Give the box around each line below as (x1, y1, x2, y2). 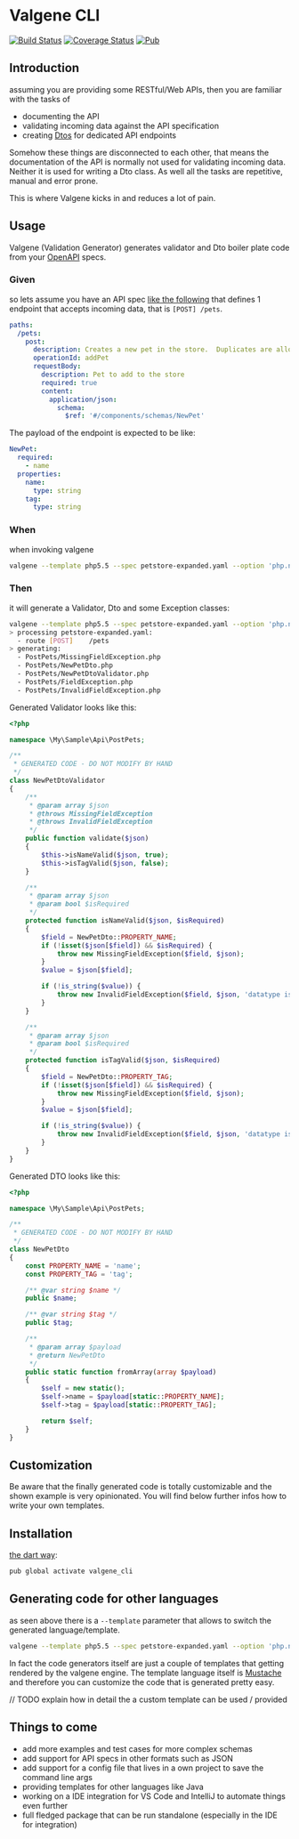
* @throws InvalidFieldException (28, 818, 153, 827)
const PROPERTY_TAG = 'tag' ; (25, 1270, 133, 1278)
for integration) (21, 1819, 77, 1829)
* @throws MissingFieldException (28, 809, 153, 819)
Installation (9, 1526, 73, 1541)
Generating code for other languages (9, 1592, 220, 1607)
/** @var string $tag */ (25, 1310, 117, 1319)
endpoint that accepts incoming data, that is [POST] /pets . (9, 303, 223, 314)
